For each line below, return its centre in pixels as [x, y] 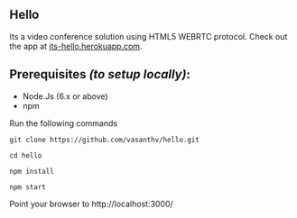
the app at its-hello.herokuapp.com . [76, 46]
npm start [28, 187]
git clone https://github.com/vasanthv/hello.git [105, 140]
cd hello [26, 155]
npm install [32, 171]
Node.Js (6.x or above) [65, 96]
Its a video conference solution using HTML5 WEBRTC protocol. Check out [148, 36]
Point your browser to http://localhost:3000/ [91, 204]
